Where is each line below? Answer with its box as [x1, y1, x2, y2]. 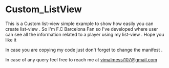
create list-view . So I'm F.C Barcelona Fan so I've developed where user [5, 26, 158, 32]
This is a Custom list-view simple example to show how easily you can [5, 20, 154, 27]
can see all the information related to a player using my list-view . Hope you [5, 31, 165, 37]
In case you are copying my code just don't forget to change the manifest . [5, 47, 163, 53]
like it [5, 37, 17, 43]
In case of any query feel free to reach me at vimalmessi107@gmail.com [5, 56, 158, 62]
